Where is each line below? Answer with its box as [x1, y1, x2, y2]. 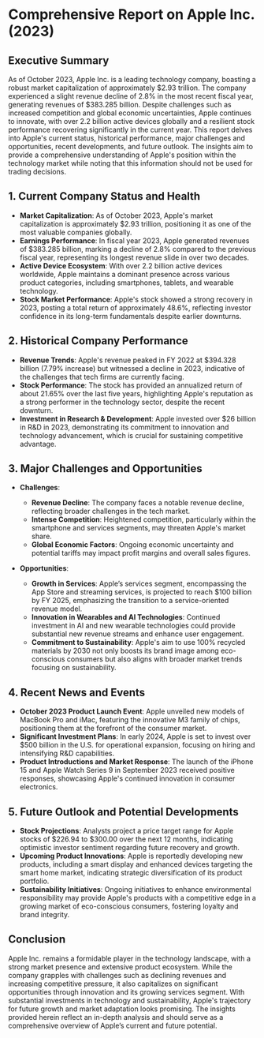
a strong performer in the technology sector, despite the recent [19, 397, 225, 407]
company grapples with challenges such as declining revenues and [8, 970, 227, 980]
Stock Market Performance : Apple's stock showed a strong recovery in [19, 294, 254, 304]
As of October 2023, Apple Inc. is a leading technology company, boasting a [8, 75, 256, 84]
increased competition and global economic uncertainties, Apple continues [8, 108, 252, 118]
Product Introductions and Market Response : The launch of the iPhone [19, 757, 254, 766]
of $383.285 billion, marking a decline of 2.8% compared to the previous [19, 244, 256, 253]
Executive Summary [8, 54, 110, 67]
